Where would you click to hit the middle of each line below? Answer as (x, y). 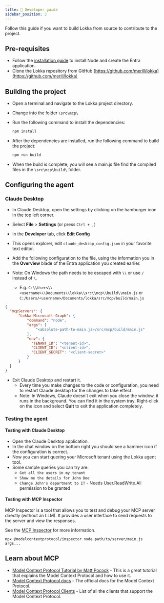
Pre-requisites (27, 49)
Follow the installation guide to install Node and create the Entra (76, 61)
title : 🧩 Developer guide (31, 10)
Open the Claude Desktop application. (50, 441)
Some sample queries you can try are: (50, 467)
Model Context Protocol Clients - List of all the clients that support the (82, 591)
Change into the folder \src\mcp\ (45, 113)
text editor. (23, 249)
